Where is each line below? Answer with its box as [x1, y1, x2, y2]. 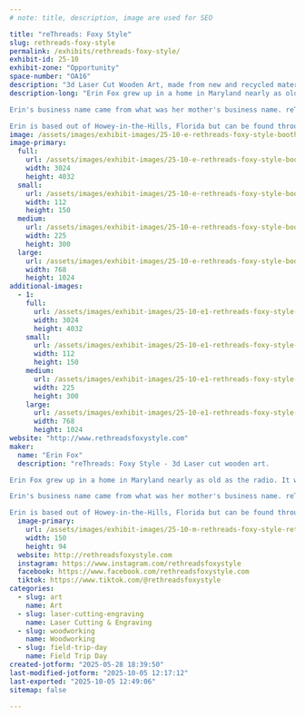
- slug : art [17, 593, 64, 602]
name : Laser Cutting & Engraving [25, 618, 152, 627]
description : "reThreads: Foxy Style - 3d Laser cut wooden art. [17, 459, 271, 468]
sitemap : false [9, 685, 67, 694]
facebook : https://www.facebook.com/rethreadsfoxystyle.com [17, 567, 250, 576]
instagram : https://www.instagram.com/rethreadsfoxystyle [17, 559, 242, 568]
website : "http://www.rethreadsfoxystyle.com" [9, 434, 189, 443]
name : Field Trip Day [25, 652, 107, 661]
